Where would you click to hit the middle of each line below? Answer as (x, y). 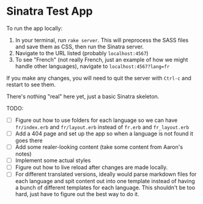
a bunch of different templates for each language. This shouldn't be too (105, 187)
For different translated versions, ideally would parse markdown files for (106, 174)
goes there (29, 141)
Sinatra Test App (50, 11)
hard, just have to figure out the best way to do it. (77, 194)
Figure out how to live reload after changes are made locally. (91, 167)
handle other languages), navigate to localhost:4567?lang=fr (92, 66)
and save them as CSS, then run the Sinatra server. (79, 47)
